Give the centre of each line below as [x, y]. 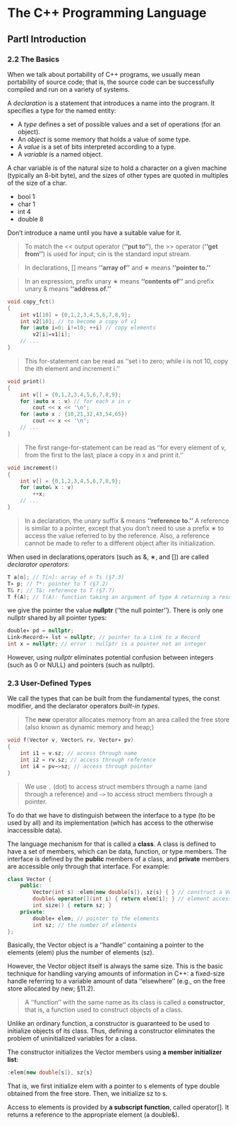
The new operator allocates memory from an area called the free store [127, 720]
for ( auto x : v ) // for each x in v [75, 401]
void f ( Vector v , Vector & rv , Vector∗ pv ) [71, 740]
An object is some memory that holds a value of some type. [104, 139]
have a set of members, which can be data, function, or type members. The [117, 851]
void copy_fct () [31, 301]
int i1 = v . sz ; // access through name [79, 753]
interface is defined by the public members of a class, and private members [118, 859]
